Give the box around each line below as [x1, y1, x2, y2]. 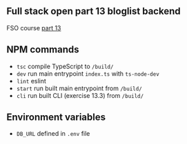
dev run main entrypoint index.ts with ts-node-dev [16, 69, 159, 78]
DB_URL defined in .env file [16, 130, 90, 138]
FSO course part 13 [6, 23, 61, 32]
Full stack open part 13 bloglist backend [6, 6, 181, 17]
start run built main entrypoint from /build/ [16, 84, 142, 92]
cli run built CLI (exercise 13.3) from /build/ [16, 91, 144, 99]
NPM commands [6, 44, 79, 56]
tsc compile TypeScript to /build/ [16, 62, 114, 70]
